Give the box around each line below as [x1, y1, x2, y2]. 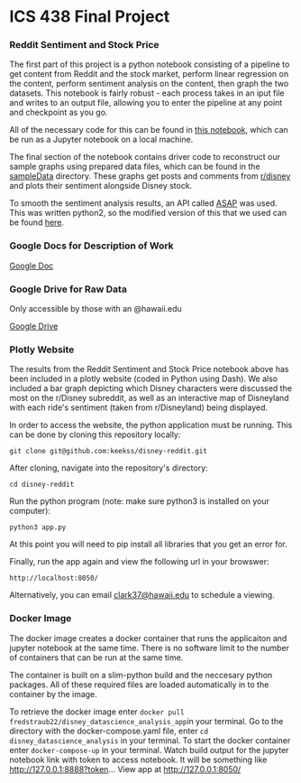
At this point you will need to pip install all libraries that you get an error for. [9, 539, 288, 550]
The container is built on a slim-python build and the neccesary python [9, 669, 273, 680]
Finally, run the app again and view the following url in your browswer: [9, 556, 269, 567]
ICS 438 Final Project [9, 6, 170, 27]
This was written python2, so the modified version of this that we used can [9, 208, 287, 219]
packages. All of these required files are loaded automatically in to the [9, 679, 269, 690]
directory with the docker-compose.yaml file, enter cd [9, 725, 209, 736]
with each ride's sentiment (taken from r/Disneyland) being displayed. [9, 402, 269, 413]
